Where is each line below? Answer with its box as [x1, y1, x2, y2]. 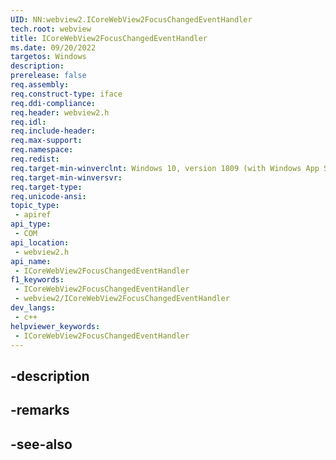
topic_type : [10, 201, 60, 211]
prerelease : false [10, 71, 87, 81]
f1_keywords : [10, 275, 65, 285]
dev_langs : [10, 303, 56, 313]
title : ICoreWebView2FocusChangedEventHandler [10, 33, 208, 43]
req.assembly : [10, 80, 70, 90]
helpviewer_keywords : [10, 321, 101, 331]
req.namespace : [10, 145, 74, 155]
